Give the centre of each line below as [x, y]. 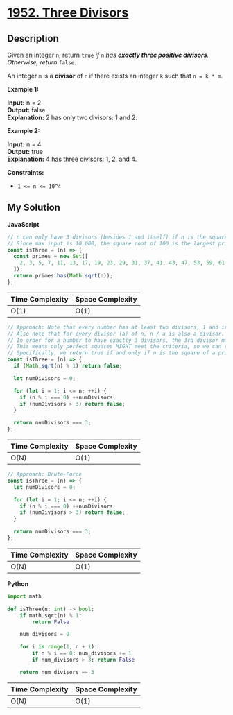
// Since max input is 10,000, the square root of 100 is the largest [111, 243]
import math [24, 596]
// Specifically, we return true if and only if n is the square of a [111, 353]
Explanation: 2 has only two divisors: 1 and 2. [72, 117]
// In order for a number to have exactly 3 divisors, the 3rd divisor [113, 340]
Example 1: [23, 89]
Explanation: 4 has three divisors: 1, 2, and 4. [72, 159]
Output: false [26, 110]
